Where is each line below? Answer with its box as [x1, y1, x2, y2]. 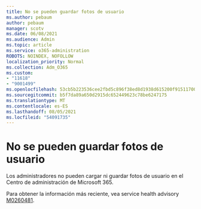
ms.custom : [6, 70, 33, 76]
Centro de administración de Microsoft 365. [6, 179, 114, 186]
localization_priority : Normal [6, 59, 84, 64]
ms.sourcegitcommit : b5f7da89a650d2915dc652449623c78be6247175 [6, 92, 167, 98]
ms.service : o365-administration [6, 48, 90, 54]
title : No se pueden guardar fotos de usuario [6, 8, 124, 15]
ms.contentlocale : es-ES [6, 103, 68, 109]
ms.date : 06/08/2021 [6, 31, 58, 37]
